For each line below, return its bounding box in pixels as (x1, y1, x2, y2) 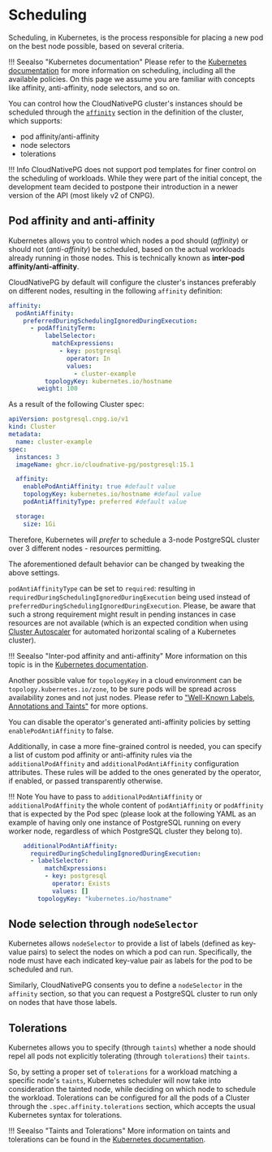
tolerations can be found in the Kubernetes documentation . (8, 1135, 206, 1145)
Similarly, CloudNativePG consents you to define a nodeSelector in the (8, 981, 243, 990)
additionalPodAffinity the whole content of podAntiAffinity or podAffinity (8, 800, 264, 810)
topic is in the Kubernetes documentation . (8, 660, 149, 669)
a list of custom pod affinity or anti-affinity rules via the (8, 750, 192, 760)
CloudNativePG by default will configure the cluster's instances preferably (8, 277, 257, 287)
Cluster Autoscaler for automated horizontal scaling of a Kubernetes (8, 626, 237, 636)
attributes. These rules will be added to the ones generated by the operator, (8, 767, 261, 777)
